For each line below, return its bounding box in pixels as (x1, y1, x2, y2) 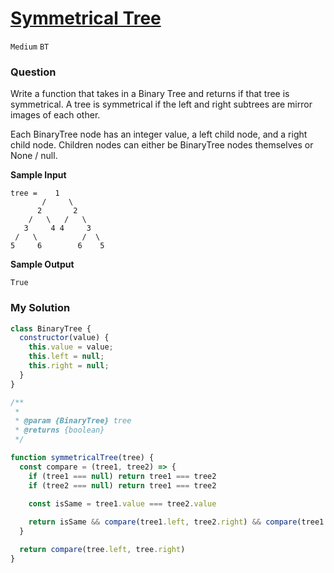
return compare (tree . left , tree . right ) (19, 545, 186, 555)
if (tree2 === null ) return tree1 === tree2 (28, 480, 217, 491)
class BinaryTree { (10, 323, 92, 334)
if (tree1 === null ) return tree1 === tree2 (28, 471, 217, 481)
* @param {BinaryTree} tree (14, 416, 132, 426)
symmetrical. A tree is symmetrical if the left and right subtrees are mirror (10, 98, 313, 111)
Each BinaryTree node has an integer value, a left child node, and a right (10, 128, 308, 141)
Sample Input (10, 169, 67, 181)
